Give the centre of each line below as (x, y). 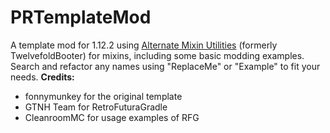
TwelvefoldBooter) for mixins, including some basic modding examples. (157, 55)
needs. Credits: (42, 77)
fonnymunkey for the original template (103, 96)
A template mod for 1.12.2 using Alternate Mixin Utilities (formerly (144, 45)
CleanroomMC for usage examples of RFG (112, 117)
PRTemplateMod (81, 17)
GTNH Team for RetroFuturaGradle (96, 107)
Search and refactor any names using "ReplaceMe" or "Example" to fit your (165, 66)
